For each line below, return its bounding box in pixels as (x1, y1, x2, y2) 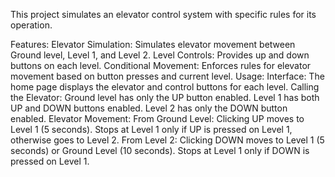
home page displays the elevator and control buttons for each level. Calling (10, 81, 320, 93)
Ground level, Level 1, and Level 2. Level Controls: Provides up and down (10, 49, 310, 61)
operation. (10, 19, 53, 31)
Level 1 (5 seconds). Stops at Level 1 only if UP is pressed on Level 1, (10, 124, 293, 135)
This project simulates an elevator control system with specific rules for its (10, 9, 317, 20)
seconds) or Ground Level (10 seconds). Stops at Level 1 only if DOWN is (10, 145, 310, 156)
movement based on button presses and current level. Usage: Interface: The (10, 70, 325, 82)
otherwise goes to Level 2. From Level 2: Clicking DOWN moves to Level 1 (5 (10, 134, 325, 146)
